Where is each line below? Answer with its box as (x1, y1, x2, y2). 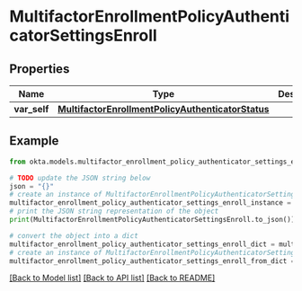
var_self (13, 103, 49, 115)
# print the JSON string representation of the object (9, 207, 219, 216)
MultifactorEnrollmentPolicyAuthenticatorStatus (58, 103, 270, 115)
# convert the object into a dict (9, 231, 139, 240)
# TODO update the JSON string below (9, 173, 151, 182)
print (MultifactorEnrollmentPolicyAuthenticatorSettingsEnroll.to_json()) (9, 216, 296, 225)
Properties (9, 61, 70, 76)
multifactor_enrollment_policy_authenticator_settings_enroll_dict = (9, 240, 276, 249)
